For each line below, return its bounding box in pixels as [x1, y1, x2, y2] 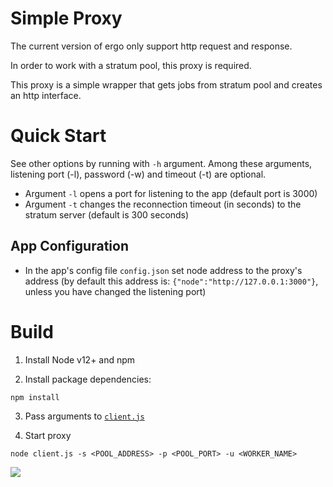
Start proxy [24, 429, 72, 441]
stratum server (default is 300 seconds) [24, 208, 190, 221]
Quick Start [10, 125, 107, 147]
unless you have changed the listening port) [24, 285, 207, 297]
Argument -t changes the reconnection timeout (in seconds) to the [24, 198, 302, 210]
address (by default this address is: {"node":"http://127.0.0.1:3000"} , [24, 275, 319, 287]
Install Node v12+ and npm [24, 353, 136, 366]
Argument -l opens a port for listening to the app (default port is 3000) [24, 187, 318, 199]
